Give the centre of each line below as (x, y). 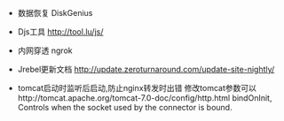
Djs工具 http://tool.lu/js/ (60, 32)
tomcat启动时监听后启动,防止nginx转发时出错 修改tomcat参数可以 (137, 88)
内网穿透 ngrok (45, 50)
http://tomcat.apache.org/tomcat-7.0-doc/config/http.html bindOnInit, (145, 98)
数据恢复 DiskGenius (55, 13)
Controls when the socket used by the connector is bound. (125, 107)
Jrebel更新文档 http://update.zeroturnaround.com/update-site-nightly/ (146, 69)
